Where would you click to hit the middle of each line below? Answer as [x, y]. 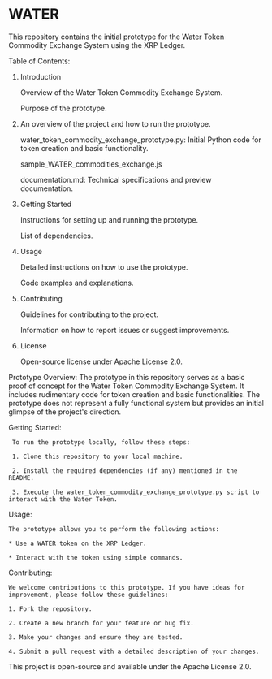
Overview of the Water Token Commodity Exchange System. [121, 92]
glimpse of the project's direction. [65, 412]
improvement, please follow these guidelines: [89, 595]
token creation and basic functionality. [84, 148]
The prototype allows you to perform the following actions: [114, 529]
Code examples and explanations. [77, 283]
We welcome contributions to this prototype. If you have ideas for [127, 587]
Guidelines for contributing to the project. [89, 314]
